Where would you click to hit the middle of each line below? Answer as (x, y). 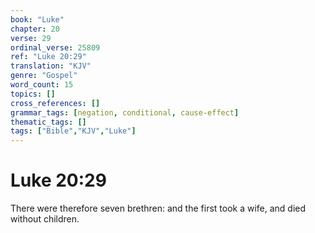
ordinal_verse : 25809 (55, 47)
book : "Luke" (37, 19)
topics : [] (33, 94)
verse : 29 (31, 38)
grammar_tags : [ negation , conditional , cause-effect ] (125, 112)
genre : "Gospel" (44, 76)
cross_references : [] (55, 103)
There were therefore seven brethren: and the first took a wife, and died (158, 208)
